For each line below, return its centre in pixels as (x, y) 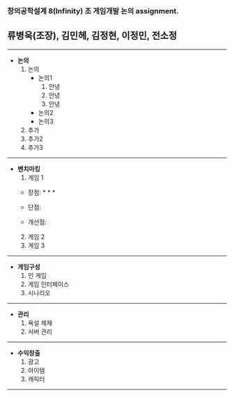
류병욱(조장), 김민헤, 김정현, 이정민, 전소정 (92, 36)
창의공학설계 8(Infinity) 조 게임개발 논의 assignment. (93, 10)
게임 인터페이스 (48, 284)
